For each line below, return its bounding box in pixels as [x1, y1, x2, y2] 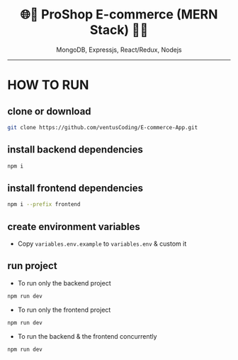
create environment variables [7, 220, 140, 233]
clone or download [7, 105, 91, 117]
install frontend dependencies [7, 182, 144, 194]
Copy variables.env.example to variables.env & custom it [17, 239, 187, 248]
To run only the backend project [17, 278, 111, 287]
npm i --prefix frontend [7, 201, 81, 208]
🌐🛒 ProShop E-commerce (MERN [20, 6, 218, 23]
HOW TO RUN [7, 77, 89, 93]
